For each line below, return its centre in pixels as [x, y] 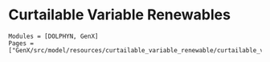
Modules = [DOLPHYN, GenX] [53, 36]
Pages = [21, 43]
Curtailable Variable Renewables [120, 15]
